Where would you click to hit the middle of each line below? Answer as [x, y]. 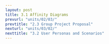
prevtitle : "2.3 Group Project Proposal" [49, 24]
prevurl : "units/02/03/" [31, 19]
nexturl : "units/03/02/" [31, 29]
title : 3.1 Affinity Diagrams [37, 15]
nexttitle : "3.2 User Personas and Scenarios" [55, 33]
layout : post [19, 10]
